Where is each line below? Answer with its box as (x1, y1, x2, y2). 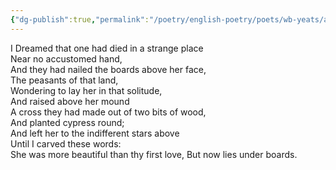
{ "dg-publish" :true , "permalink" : (10, 14, 150, 25)
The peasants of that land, (10, 74, 119, 86)
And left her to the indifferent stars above (10, 127, 180, 139)
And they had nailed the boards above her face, (10, 63, 207, 75)
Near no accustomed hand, (10, 52, 123, 65)
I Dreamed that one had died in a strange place (10, 42, 204, 54)
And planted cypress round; (10, 116, 125, 128)
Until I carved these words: (10, 137, 122, 150)
